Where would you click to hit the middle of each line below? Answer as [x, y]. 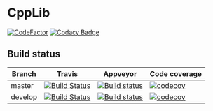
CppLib [29, 13]
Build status [34, 54]
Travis [67, 73]
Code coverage [176, 73]
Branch [24, 73]
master [22, 85]
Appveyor [120, 73]
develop [24, 97]
